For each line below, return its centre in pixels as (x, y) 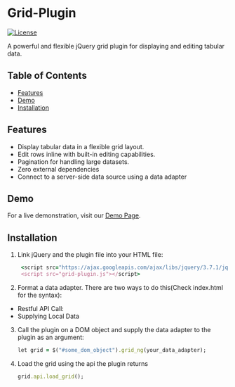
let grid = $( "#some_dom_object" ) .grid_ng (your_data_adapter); (112, 350)
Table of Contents (47, 76)
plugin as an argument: (51, 337)
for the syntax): (39, 295)
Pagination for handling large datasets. (73, 161)
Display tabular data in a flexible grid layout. (81, 146)
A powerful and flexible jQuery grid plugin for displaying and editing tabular (116, 46)
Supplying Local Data (48, 316)
